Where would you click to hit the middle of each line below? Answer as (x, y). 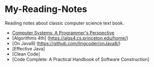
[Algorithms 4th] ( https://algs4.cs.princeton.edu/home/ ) (70, 38)
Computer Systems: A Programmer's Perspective (63, 32)
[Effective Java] (28, 48)
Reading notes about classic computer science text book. (64, 23)
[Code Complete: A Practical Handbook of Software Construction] (81, 59)
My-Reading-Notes (46, 9)
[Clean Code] (26, 54)
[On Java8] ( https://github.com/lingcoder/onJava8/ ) (66, 43)
